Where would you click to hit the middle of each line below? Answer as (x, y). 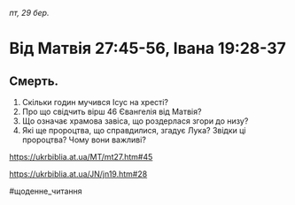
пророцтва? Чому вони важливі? (84, 140)
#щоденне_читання (46, 191)
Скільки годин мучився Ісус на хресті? (95, 102)
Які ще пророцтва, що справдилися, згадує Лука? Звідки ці (134, 130)
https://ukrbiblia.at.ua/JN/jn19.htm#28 (78, 174)
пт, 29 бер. (29, 13)
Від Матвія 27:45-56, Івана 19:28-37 (147, 49)
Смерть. (34, 81)
